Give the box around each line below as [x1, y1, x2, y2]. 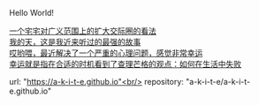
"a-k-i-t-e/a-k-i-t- [185, 77, 251, 86]
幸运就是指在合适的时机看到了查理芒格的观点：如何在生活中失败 [9, 59, 241, 69]
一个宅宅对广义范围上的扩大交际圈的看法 [9, 26, 156, 36]
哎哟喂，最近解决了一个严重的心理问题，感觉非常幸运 [9, 48, 203, 58]
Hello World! [9, 8, 55, 18]
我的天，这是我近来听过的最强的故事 [9, 37, 141, 47]
